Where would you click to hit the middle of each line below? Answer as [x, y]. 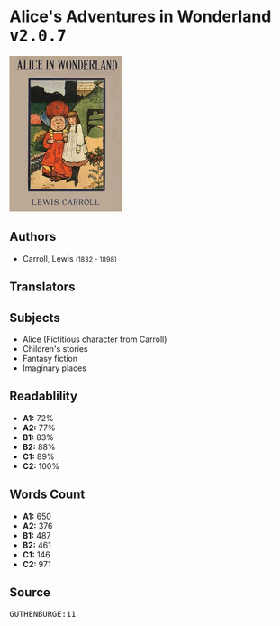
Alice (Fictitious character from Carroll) [95, 339]
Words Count [47, 495]
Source [30, 592]
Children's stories [55, 348]
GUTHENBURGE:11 [43, 614]
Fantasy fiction [50, 358]
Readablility [44, 396]
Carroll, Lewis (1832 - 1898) [69, 258]
